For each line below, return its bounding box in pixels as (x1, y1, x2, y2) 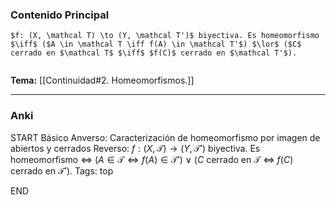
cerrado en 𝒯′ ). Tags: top (10, 164, 114, 177)
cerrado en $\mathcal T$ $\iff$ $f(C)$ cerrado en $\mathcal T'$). (10, 48, 298, 58)
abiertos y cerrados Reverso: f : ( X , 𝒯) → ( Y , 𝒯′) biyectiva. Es (10, 142, 261, 154)
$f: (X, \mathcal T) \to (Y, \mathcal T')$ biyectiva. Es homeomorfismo (10, 31, 320, 41)
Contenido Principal (10, 8, 110, 22)
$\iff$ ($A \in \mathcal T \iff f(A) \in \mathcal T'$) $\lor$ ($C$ (10, 39, 302, 50)
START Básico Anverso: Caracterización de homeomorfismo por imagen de (10, 131, 321, 143)
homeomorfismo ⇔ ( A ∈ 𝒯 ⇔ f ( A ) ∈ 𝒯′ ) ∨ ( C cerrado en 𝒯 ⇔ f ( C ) (10, 153, 294, 165)
